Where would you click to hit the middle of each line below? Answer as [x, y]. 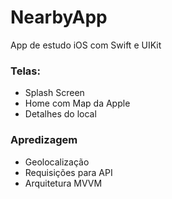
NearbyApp [59, 17]
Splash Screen [54, 93]
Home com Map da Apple [77, 103]
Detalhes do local [60, 114]
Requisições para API [68, 172]
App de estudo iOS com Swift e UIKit [86, 45]
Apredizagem [44, 140]
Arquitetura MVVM [63, 183]
